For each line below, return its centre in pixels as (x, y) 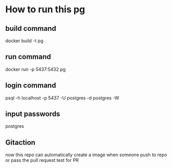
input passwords (33, 114)
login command (31, 86)
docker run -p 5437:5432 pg (35, 69)
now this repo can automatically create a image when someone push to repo (86, 155)
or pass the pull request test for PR (42, 160)
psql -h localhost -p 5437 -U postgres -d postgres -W (62, 98)
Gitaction (21, 142)
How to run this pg (45, 10)
